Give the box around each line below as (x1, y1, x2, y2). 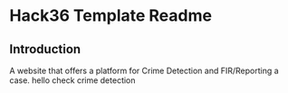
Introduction (9, 42, 82, 57)
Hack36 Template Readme (9, 5, 213, 26)
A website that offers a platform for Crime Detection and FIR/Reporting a (9, 65, 279, 76)
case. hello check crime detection (9, 75, 136, 86)
